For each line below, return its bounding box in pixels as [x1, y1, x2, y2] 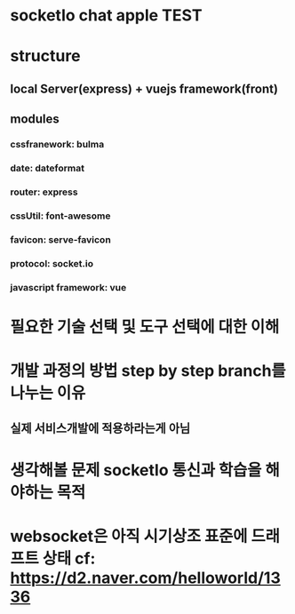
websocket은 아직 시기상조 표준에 [10, 526, 248, 546]
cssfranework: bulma [10, 139, 105, 151]
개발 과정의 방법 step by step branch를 [10, 361, 287, 380]
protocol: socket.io [10, 257, 94, 269]
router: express [10, 186, 78, 198]
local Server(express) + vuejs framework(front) [10, 81, 279, 96]
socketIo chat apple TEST [10, 5, 203, 26]
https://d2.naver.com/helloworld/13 [10, 568, 281, 587]
